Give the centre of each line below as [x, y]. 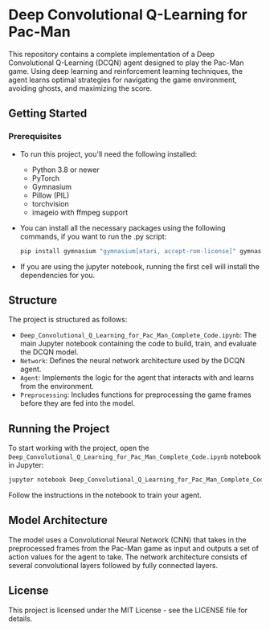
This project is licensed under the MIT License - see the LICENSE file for [128, 610]
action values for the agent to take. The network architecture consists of [128, 557]
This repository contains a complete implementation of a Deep [112, 54]
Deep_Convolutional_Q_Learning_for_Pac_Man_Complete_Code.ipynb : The [138, 335]
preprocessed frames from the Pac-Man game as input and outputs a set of [134, 548]
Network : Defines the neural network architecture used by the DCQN [132, 361]
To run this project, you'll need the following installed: [108, 153]
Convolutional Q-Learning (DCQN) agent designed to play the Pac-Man [126, 63]
